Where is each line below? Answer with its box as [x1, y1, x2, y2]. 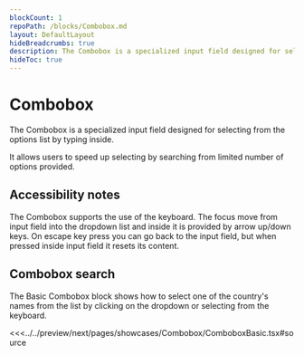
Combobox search [9, 266, 116, 282]
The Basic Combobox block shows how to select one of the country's [9, 291, 269, 302]
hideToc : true [9, 55, 63, 64]
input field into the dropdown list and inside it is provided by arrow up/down [9, 221, 291, 232]
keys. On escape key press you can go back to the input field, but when [9, 230, 277, 241]
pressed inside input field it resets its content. [9, 240, 179, 251]
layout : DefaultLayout [9, 30, 95, 39]
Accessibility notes [9, 187, 120, 203]
